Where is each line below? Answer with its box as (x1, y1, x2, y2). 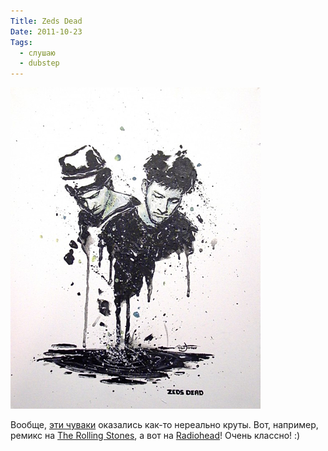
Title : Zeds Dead (10, 16, 83, 26)
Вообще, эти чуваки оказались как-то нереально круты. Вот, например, (10, 419, 319, 431)
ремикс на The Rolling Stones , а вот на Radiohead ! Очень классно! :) (10, 430, 301, 442)
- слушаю (19, 48, 56, 58)
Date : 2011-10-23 (10, 26, 83, 37)
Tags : (10, 37, 33, 47)
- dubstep (19, 58, 60, 69)
